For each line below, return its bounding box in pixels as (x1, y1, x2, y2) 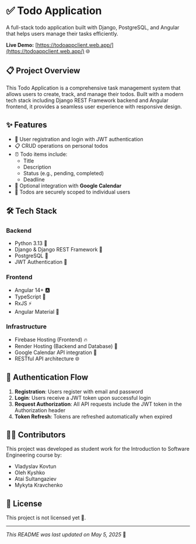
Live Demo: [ (6, 41, 38, 48)
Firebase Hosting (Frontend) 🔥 (14, 336, 88, 343)
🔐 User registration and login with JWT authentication (14, 135, 144, 142)
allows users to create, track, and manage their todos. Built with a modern (6, 90, 184, 97)
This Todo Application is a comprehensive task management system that (6, 84, 181, 91)
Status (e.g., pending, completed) (23, 169, 104, 176)
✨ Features (6, 120, 47, 130)
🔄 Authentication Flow (6, 372, 89, 382)
